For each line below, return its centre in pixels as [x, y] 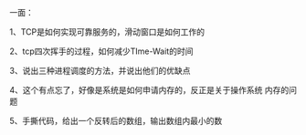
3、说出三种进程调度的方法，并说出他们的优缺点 [100, 71]
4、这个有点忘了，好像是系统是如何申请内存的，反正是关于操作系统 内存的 [149, 90]
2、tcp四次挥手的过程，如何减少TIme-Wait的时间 [101, 51]
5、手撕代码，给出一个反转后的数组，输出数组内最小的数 [116, 121]
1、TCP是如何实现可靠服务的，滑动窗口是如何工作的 [107, 32]
